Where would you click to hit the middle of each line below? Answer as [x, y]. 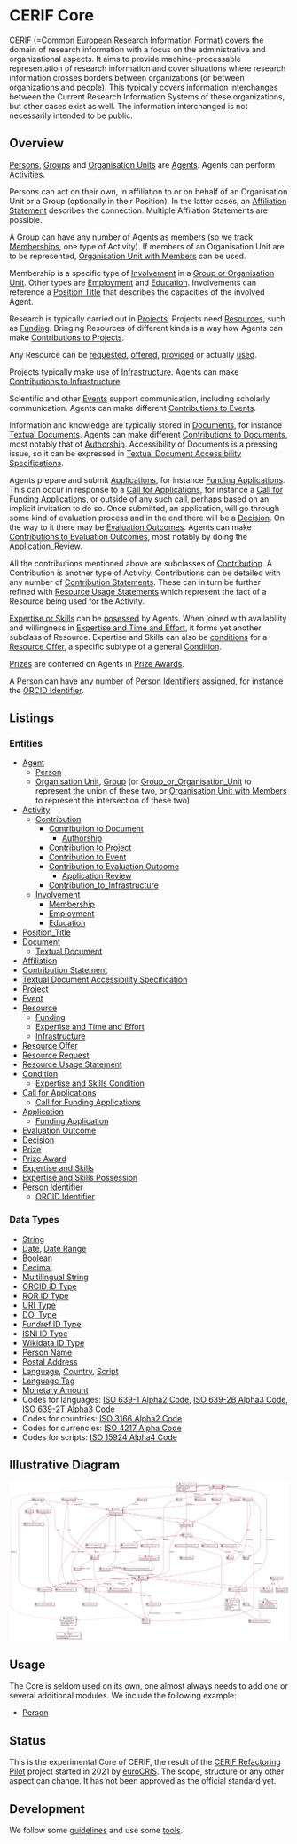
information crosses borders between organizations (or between [127, 77]
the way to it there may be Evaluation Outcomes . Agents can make [131, 527]
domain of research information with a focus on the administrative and [137, 49]
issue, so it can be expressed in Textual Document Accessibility [125, 453]
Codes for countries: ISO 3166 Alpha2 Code [102, 1418]
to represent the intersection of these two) [113, 801]
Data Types [34, 1220]
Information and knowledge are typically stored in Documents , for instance [145, 425]
